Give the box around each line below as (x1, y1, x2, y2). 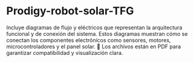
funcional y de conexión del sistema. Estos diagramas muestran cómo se (6, 30, 189, 37)
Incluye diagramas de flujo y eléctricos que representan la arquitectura (6, 24, 183, 31)
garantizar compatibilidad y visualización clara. (6, 49, 123, 56)
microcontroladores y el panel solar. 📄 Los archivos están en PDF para (6, 43, 181, 50)
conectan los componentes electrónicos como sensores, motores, (6, 36, 171, 44)
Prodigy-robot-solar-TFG (6, 4, 134, 18)
